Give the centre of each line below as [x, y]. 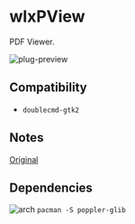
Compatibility [48, 88]
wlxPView [47, 17]
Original [24, 159]
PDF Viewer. [32, 42]
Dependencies [51, 187]
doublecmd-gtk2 [51, 110]
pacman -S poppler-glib [81, 210]
